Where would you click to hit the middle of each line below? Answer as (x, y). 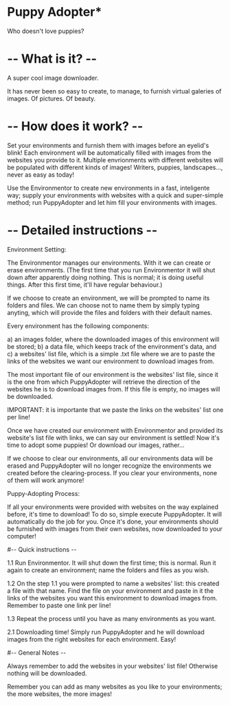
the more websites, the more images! (59, 694)
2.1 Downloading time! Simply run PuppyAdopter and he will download (106, 632)
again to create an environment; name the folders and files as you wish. (108, 570)
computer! (22, 536)
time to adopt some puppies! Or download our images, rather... (96, 445)
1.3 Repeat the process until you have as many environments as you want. (112, 618)
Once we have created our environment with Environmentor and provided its (115, 430)
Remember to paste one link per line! (59, 605)
